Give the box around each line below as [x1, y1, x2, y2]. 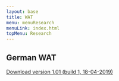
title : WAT [6, 14, 33, 20]
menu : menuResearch [6, 20, 55, 25]
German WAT [6, 53, 57, 63]
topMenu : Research [6, 31, 52, 37]
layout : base [6, 8, 39, 15]
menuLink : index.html [6, 25, 60, 31]
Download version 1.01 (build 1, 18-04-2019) [6, 68, 113, 75]
